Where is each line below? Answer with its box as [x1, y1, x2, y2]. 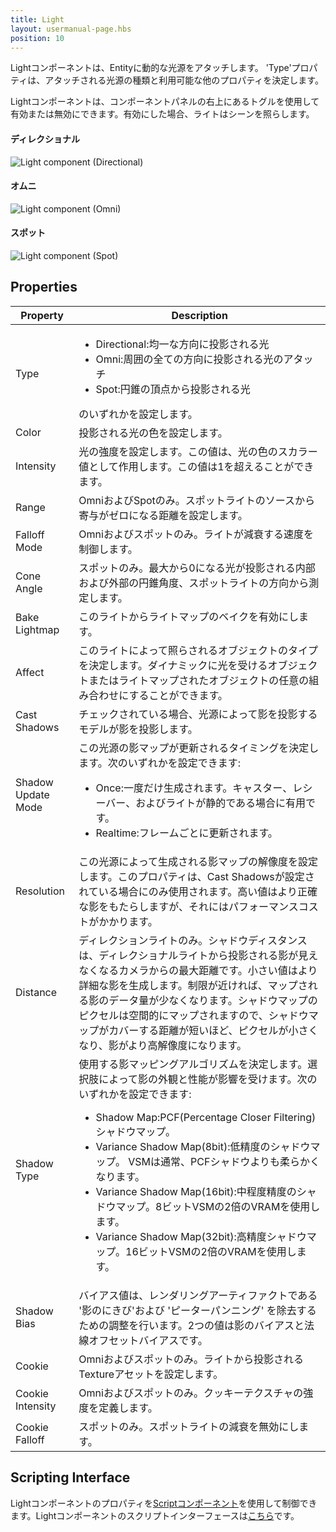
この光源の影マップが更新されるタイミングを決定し [78, 741, 320, 755]
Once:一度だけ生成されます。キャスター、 [95, 781, 293, 795]
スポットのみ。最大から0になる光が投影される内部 [78, 561, 316, 575]
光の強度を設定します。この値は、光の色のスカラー [78, 444, 318, 458]
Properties [10, 279, 78, 296]
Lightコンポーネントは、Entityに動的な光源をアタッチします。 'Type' [10, 62, 292, 74]
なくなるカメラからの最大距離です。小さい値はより [78, 963, 318, 977]
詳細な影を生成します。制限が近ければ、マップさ [78, 978, 308, 992]
